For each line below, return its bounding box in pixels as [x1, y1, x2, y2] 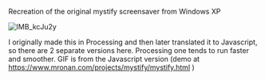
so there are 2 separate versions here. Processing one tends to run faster [8, 46, 250, 55]
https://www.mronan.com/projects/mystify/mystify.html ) [8, 63, 196, 72]
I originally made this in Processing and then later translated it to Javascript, [8, 37, 258, 47]
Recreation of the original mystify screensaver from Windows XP [8, 7, 221, 16]
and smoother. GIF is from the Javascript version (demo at [8, 55, 200, 63]
